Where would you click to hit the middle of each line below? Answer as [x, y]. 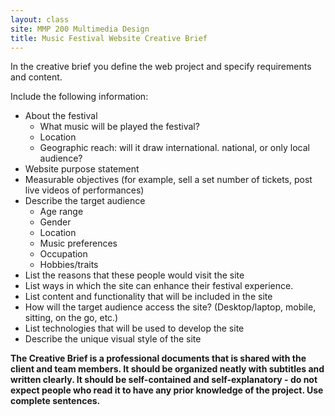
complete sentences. [55, 401]
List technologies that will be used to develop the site [134, 328]
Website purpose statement [82, 169]
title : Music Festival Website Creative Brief [109, 38]
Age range [61, 212]
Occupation [63, 254]
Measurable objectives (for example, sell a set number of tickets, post [168, 180]
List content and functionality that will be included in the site [148, 297]
